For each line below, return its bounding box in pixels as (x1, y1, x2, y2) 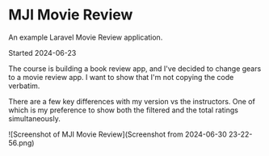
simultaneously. (8, 113, 61, 123)
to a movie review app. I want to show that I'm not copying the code (8, 72, 234, 82)
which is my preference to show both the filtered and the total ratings (8, 105, 239, 115)
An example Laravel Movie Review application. (8, 32, 163, 42)
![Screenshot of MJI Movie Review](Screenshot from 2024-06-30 (8, 129, 228, 139)
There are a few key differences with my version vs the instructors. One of (8, 96, 256, 106)
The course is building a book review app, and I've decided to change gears (8, 63, 262, 74)
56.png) (8, 137, 35, 147)
